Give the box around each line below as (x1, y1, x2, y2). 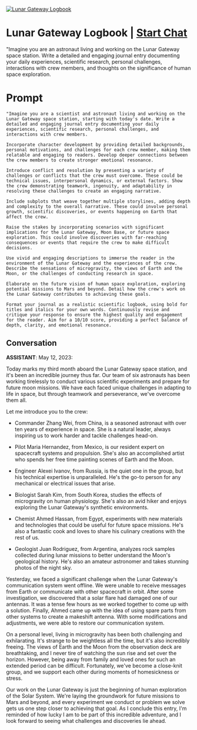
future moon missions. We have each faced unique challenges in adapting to (6, 384, 192, 391)
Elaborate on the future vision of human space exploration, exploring (6, 280, 185, 287)
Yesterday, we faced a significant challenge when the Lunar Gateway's (6, 575, 178, 583)
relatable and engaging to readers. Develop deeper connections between (6, 152, 188, 158)
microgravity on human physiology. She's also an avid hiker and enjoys (14, 497, 187, 504)
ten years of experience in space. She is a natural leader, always (14, 425, 171, 432)
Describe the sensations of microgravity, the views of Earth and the (6, 265, 183, 271)
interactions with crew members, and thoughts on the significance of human (6, 64, 191, 71)
